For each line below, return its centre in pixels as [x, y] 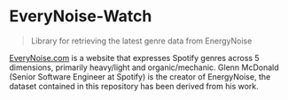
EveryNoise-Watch [81, 16]
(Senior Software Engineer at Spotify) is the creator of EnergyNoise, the [140, 76]
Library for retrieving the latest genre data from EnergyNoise [141, 41]
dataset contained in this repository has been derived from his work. [134, 86]
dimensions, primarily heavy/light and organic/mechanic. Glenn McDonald [144, 67]
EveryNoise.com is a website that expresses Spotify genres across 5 [134, 58]
